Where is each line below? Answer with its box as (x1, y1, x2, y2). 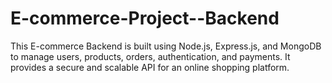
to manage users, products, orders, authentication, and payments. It (10, 50, 291, 62)
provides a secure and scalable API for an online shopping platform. (10, 61, 290, 73)
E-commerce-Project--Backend (10, 7, 280, 30)
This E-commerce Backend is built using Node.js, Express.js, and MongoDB (10, 40, 322, 52)
